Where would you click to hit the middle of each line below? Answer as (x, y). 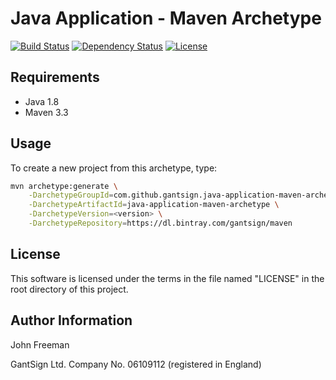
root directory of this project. (69, 289)
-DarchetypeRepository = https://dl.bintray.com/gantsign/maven (160, 223)
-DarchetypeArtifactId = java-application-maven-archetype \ (154, 205)
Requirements (55, 77)
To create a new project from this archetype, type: (114, 168)
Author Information (71, 320)
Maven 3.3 (46, 112)
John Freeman (40, 344)
